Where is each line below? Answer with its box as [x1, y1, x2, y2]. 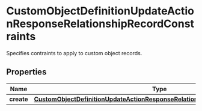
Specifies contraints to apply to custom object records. [6, 49, 142, 56]
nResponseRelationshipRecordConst [6, 17, 194, 31]
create [9, 95, 28, 103]
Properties [6, 67, 47, 77]
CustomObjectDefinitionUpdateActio [6, 4, 194, 18]
